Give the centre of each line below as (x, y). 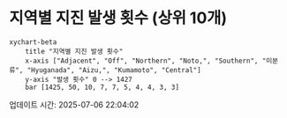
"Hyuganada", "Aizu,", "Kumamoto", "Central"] (114, 70)
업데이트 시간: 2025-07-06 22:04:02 (74, 104)
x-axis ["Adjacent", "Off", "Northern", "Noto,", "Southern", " (146, 61)
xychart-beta (33, 42)
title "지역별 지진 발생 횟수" (74, 51)
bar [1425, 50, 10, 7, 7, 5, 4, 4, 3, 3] (102, 87)
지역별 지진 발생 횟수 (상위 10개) (118, 18)
